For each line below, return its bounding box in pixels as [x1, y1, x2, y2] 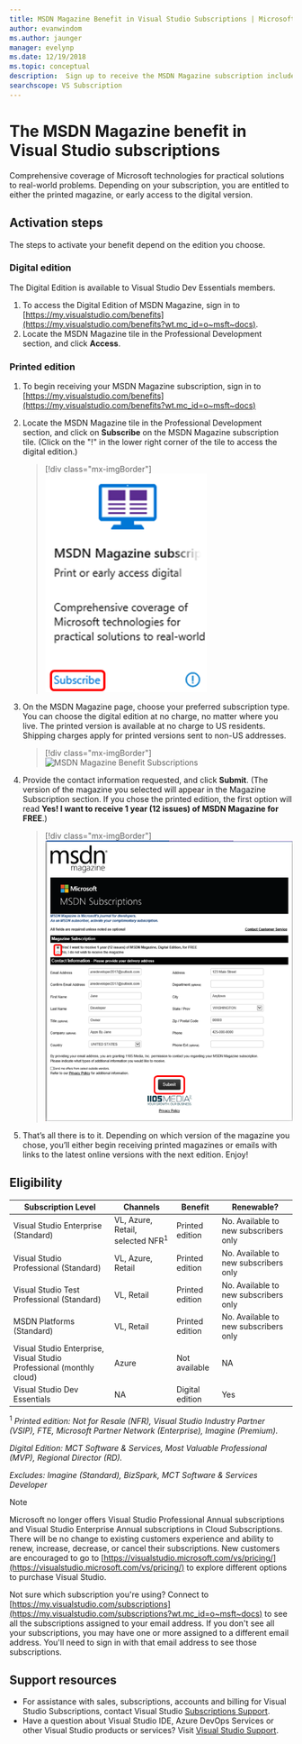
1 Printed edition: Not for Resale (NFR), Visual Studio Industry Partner [9, 1413, 265, 1426]
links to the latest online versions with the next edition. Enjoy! [22, 1149, 249, 1160]
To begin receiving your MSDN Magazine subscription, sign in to [22, 381, 262, 392]
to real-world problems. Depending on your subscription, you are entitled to [9, 179, 289, 190]
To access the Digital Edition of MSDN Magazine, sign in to [22, 299, 241, 310]
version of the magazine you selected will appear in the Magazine [22, 784, 267, 795]
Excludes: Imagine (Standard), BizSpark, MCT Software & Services [9, 1469, 258, 1480]
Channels [122, 1201, 160, 1212]
